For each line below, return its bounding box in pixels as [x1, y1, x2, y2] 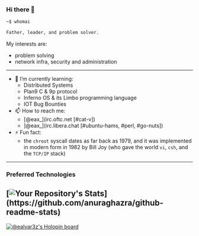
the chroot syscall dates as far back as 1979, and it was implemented [23, 137, 192, 144]
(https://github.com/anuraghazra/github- [6, 198, 164, 208]
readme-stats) [6, 207, 61, 218]
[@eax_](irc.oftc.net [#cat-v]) [23, 116, 96, 123]
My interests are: [6, 40, 47, 48]
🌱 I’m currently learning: [14, 75, 73, 83]
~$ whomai [6, 19, 31, 25]
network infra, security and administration [14, 58, 117, 65]
